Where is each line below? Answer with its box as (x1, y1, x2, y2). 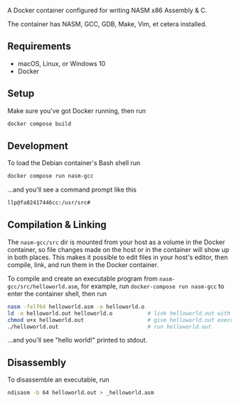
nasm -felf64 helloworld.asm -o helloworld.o (7, 303, 144, 310)
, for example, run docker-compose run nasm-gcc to (77, 281, 225, 291)
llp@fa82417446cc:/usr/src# (7, 199, 91, 206)
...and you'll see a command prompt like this (7, 185, 137, 194)
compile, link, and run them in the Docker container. (7, 260, 159, 269)
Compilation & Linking (7, 219, 107, 231)
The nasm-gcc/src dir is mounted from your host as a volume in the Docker (7, 238, 225, 246)
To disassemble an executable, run (7, 375, 110, 384)
